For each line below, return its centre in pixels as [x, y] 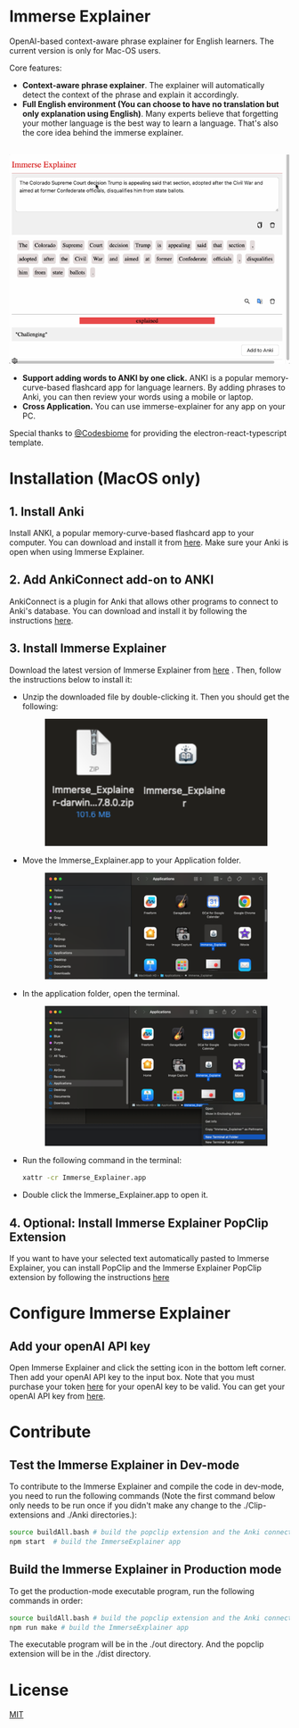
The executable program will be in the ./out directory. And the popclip [137, 1644]
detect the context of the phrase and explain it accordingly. [130, 95]
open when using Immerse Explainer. [77, 551]
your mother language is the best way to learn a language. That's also [150, 123]
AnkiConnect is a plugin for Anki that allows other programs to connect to [144, 601]
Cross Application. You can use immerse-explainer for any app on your [154, 406]
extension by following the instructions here [89, 1277]
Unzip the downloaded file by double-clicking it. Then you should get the [156, 697]
